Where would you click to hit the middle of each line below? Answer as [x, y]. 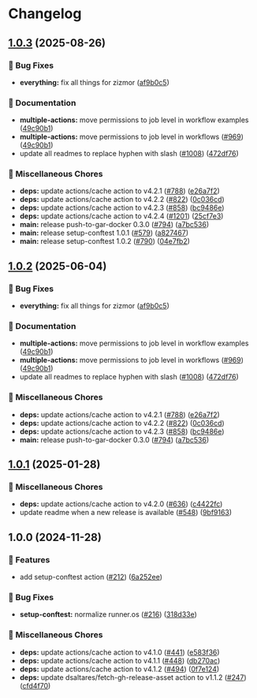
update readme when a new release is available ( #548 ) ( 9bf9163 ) [126, 513]
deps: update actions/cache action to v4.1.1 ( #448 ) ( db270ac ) [120, 660]
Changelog [45, 14]
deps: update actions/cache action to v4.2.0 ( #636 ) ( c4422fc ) [121, 504]
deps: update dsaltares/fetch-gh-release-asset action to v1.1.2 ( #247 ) [133, 677]
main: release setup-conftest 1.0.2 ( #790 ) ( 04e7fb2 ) [105, 241]
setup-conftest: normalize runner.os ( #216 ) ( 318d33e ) [108, 614]
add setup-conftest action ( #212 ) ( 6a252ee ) [91, 577]
